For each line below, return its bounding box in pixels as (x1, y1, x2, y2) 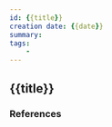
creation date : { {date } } (9, 22, 104, 31)
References (9, 108, 62, 121)
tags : (9, 38, 30, 48)
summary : (9, 30, 43, 39)
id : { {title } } (9, 13, 64, 23)
